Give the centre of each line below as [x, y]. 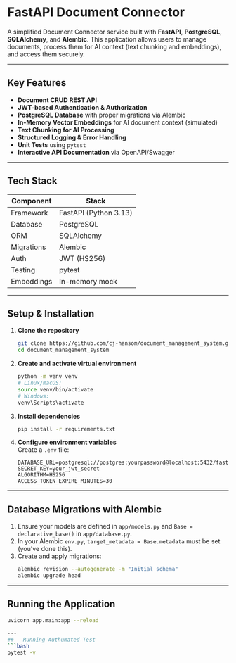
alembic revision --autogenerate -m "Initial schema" [98, 569]
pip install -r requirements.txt [66, 429]
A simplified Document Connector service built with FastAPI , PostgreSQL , [115, 32]
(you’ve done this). [45, 549]
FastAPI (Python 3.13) [96, 213]
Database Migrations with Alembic [84, 509]
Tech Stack [32, 181]
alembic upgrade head [49, 576]
